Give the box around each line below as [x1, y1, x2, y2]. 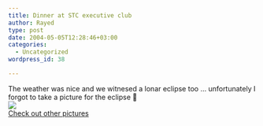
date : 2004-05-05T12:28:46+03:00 [8, 33, 118, 42]
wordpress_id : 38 [8, 56, 65, 64]
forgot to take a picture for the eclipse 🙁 [8, 92, 138, 102]
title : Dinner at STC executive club [8, 11, 132, 20]
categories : [8, 41, 47, 49]
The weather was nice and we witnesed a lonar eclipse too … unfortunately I [8, 83, 256, 93]
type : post [8, 26, 44, 34]
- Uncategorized [15, 48, 69, 56]
